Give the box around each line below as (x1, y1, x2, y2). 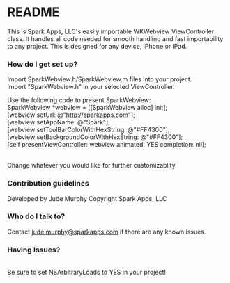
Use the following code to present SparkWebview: (7, 96, 151, 104)
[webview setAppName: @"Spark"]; (7, 118, 110, 127)
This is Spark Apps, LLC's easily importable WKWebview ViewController (7, 27, 215, 35)
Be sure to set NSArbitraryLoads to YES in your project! (7, 268, 166, 277)
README (7, 4, 60, 20)
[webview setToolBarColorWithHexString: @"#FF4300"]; (7, 126, 170, 134)
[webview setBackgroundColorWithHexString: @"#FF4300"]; (7, 133, 183, 141)
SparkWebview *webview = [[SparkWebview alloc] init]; (7, 104, 168, 112)
